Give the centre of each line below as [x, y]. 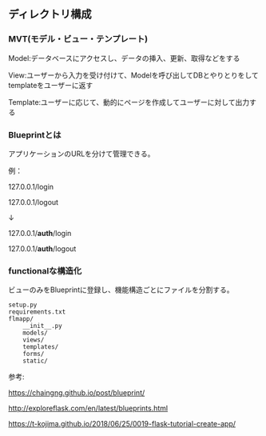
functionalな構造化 [45, 270]
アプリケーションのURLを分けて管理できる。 [81, 154]
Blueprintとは [35, 134]
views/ [34, 340]
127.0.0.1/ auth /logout [42, 248]
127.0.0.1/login [31, 186]
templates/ [41, 347]
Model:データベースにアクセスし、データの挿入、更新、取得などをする [124, 58]
